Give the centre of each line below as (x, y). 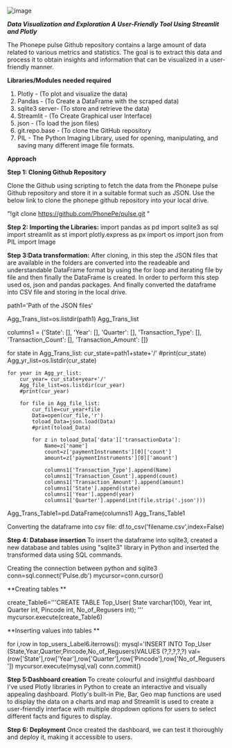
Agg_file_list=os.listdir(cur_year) (73, 385)
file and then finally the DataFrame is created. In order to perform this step (113, 277)
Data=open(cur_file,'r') (68, 416)
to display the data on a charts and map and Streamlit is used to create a (110, 702)
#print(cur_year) (45, 391)
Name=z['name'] (66, 446)
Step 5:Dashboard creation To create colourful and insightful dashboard (111, 679)
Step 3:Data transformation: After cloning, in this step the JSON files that (113, 255)
